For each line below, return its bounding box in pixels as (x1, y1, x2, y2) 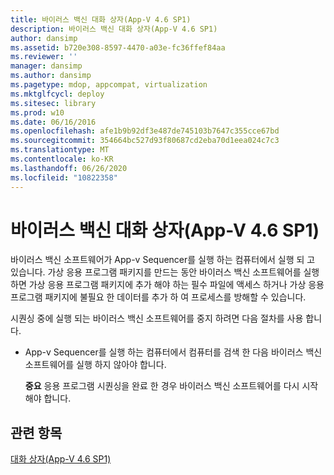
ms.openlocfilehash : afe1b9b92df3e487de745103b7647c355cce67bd (10, 126, 280, 136)
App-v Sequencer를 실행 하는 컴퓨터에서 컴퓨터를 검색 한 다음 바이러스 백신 (24, 346, 323, 358)
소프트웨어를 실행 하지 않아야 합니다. (24, 359, 167, 371)
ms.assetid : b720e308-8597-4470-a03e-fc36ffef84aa (10, 42, 226, 53)
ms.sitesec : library (10, 98, 97, 108)
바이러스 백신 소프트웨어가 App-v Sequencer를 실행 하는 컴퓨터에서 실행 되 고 (10, 254, 316, 266)
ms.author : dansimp (10, 71, 92, 81)
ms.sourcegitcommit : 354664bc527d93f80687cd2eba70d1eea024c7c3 (10, 136, 280, 146)
